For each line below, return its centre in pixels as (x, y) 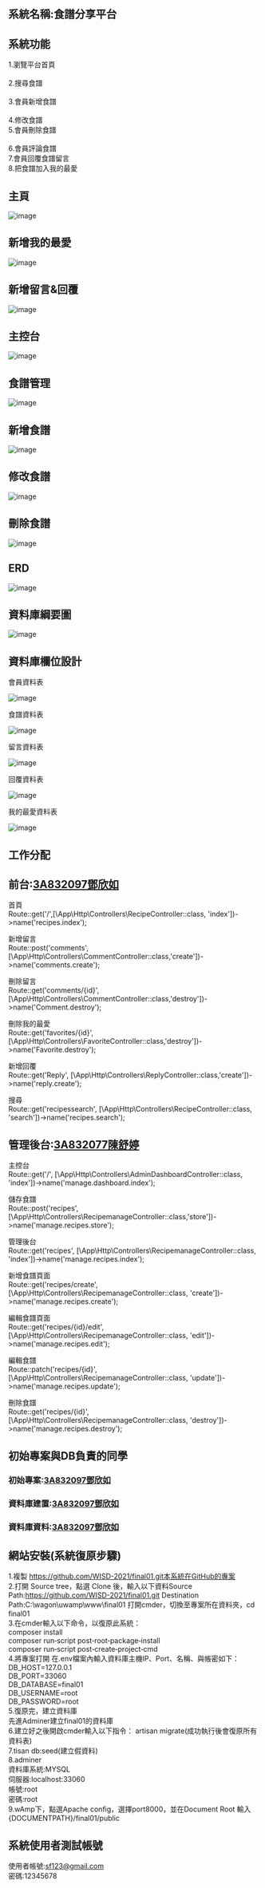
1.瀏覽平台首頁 (32, 65)
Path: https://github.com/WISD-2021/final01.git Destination (104, 1595)
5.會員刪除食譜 (32, 130)
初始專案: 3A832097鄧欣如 (60, 1480)
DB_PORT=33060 (38, 1676)
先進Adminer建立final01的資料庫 (61, 1721)
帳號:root (23, 1789)
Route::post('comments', (49, 948)
